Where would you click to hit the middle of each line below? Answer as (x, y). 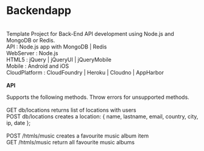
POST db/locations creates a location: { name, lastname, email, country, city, (102, 116)
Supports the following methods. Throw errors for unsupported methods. (98, 97)
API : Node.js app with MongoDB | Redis (57, 47)
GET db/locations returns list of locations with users (71, 110)
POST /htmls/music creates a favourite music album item (78, 136)
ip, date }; (19, 122)
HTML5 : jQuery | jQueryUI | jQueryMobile (59, 59)
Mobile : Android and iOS (38, 66)
